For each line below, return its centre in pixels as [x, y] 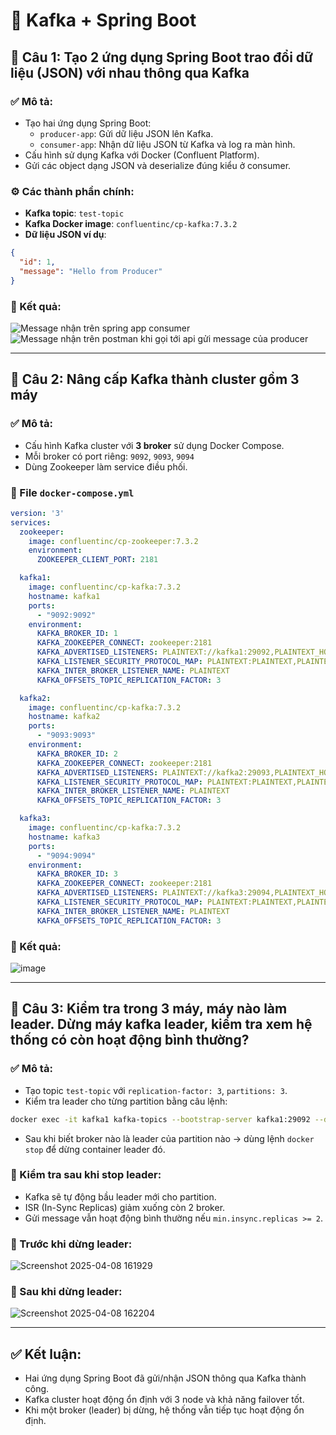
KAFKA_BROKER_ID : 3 [77, 874]
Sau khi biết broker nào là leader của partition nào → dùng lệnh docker [169, 1138]
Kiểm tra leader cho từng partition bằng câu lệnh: [126, 1101]
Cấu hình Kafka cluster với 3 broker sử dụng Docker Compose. [154, 445]
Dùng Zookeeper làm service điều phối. [106, 466]
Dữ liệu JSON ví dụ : [65, 235]
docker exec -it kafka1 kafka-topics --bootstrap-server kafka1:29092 [160, 1119]
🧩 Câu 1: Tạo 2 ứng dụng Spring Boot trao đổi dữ [161, 57]
